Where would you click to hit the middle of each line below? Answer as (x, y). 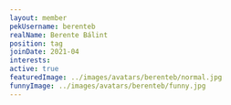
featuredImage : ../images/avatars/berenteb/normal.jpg (116, 78)
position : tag (37, 43)
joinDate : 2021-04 (44, 52)
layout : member (38, 18)
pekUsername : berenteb (52, 26)
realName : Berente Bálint (58, 35)
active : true (34, 69)
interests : (30, 60)
